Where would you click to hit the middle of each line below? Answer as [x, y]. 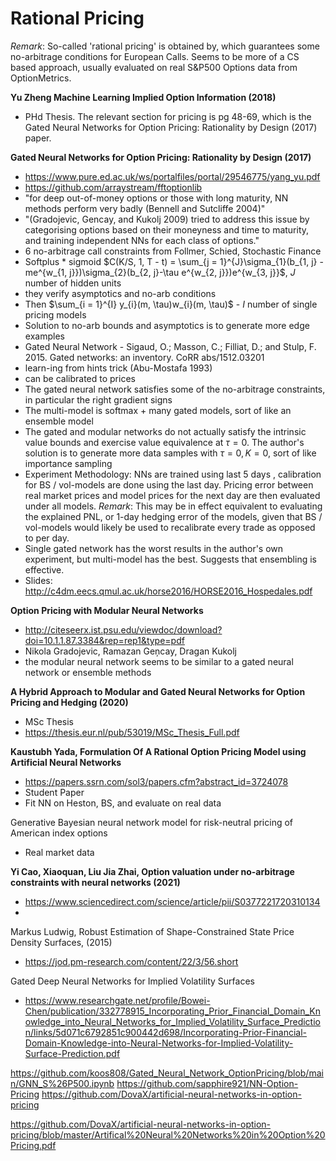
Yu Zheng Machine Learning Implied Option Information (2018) [143, 97]
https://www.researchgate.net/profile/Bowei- [117, 1000]
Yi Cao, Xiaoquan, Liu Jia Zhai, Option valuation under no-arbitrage [152, 871]
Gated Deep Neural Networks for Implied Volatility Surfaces [132, 981]
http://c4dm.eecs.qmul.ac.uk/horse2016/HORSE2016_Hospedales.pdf [168, 591]
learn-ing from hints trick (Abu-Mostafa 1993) [118, 368]
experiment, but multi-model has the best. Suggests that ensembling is [170, 559]
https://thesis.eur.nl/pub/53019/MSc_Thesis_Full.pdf [132, 732]
